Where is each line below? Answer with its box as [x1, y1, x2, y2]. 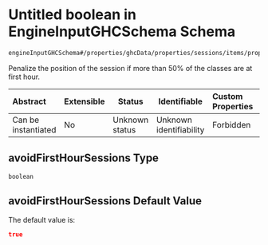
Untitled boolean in [8, 6, 137, 24]
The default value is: [8, 215, 76, 225]
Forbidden [212, 119, 251, 130]
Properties [212, 101, 254, 112]
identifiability [156, 124, 205, 135]
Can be [12, 114, 40, 125]
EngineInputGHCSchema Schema [8, 22, 236, 41]
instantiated [12, 124, 57, 135]
